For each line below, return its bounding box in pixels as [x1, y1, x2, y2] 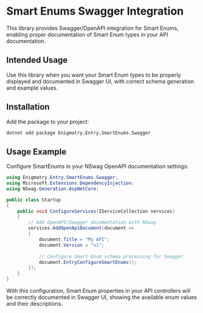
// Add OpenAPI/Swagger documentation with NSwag [28, 219, 156, 226]
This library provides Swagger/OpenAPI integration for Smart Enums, [6, 24, 179, 32]
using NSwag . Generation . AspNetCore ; [6, 186, 99, 192]
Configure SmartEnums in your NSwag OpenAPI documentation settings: [6, 163, 189, 170]
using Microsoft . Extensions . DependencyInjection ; [6, 180, 135, 186]
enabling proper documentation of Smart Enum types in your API [6, 30, 168, 38]
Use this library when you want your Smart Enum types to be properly [6, 71, 181, 79]
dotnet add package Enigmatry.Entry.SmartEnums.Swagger [6, 130, 151, 136]
